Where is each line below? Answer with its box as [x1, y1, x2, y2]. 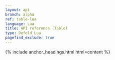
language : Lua [5, 21, 35, 26]
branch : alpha [5, 12, 35, 17]
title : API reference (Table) [5, 26, 68, 31]
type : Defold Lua [5, 30, 41, 35]
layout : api [5, 7, 30, 12]
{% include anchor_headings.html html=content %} [5, 48, 111, 55]
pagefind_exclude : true [5, 35, 55, 40]
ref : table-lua [5, 16, 37, 21]
